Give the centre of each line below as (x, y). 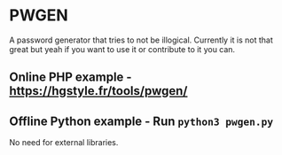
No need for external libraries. (64, 143)
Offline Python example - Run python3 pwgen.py (141, 121)
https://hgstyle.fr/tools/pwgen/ (98, 91)
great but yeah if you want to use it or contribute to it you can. (122, 49)
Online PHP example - (70, 77)
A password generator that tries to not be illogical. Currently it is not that (141, 40)
